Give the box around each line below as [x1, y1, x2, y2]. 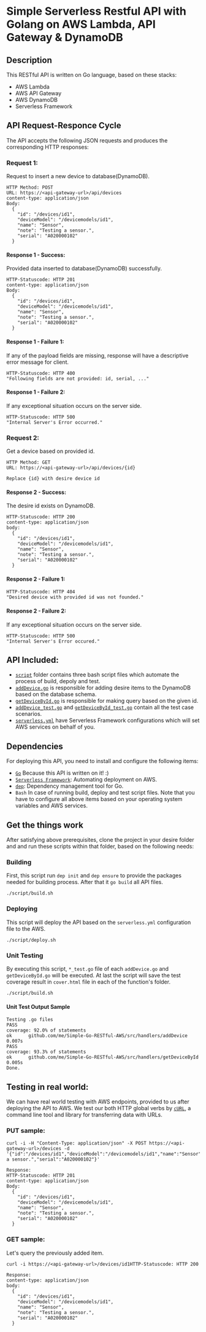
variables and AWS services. [15, 802, 88, 809]
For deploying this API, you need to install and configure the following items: [6, 758, 199, 765]
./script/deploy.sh [6, 937, 56, 943]
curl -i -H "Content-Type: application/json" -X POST [6, 1140, 147, 1146]
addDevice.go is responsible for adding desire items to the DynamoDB [15, 684, 191, 692]
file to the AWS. [6, 925, 46, 932]
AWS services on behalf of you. [15, 723, 95, 731]
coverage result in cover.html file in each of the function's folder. [6, 978, 170, 985]
